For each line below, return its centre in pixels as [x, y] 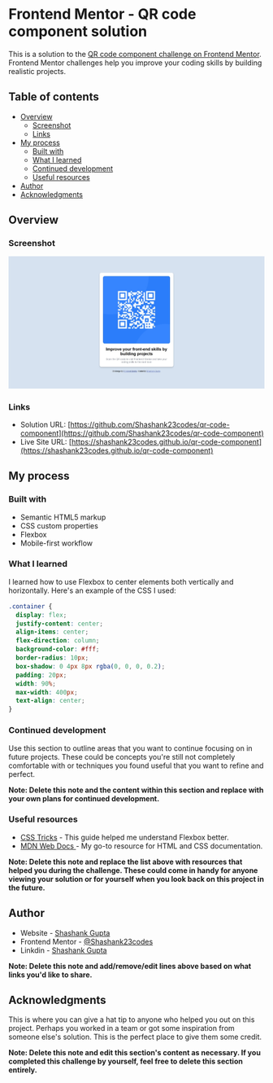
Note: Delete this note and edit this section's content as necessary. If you [135, 1053]
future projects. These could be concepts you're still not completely [122, 756]
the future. [27, 888]
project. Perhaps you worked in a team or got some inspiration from [122, 1028]
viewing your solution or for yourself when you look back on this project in [136, 879]
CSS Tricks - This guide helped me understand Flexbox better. [124, 837]
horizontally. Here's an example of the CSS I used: [92, 590]
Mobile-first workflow [56, 543]
